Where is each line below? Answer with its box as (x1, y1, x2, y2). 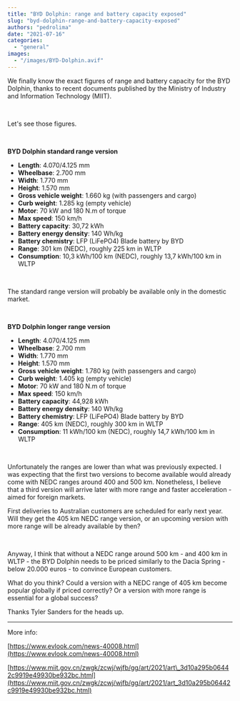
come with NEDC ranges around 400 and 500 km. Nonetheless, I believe (7, 478, 221, 486)
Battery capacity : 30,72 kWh (17, 221, 104, 230)
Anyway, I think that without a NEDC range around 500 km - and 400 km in (7, 549, 228, 558)
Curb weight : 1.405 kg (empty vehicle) (17, 374, 132, 383)
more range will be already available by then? (7, 522, 141, 530)
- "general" (14, 44, 50, 51)
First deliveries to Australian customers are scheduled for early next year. (7, 506, 224, 515)
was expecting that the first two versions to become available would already (7, 470, 231, 478)
